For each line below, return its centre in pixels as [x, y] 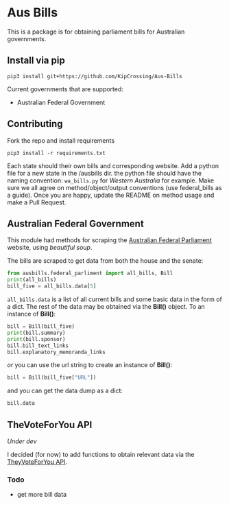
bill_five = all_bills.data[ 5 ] [52, 286]
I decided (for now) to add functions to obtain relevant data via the [101, 454]
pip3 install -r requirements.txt [57, 153]
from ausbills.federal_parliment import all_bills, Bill [90, 273]
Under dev [22, 441]
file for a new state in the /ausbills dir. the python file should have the [105, 173]
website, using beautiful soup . [50, 248]
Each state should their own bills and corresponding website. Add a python [113, 165]
